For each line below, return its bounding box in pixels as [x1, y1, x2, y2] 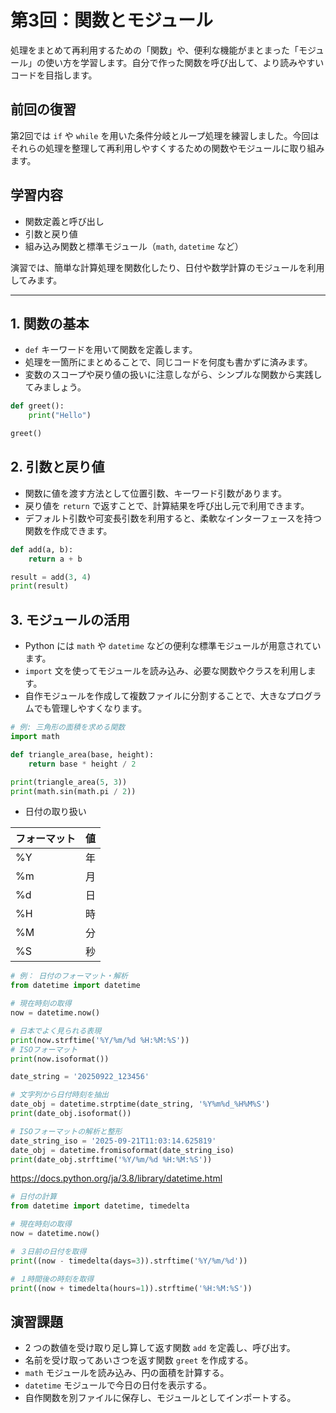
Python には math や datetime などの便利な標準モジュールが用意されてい [24, 640, 322, 652]
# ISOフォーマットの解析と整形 [10, 1126, 123, 1136]
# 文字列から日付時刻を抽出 [10, 1090, 110, 1100]
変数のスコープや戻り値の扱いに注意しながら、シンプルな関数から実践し [24, 369, 323, 381]
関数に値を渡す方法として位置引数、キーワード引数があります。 [24, 487, 287, 499]
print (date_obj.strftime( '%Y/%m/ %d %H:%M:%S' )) [10, 1154, 213, 1165]
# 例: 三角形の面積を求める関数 [10, 722, 126, 733]
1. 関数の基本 [10, 315, 90, 332]
